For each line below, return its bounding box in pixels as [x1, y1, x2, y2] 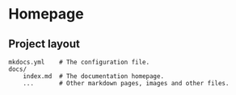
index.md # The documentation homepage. [23, 72, 164, 81]
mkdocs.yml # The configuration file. [8, 58, 150, 66]
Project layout [8, 37, 81, 51]
